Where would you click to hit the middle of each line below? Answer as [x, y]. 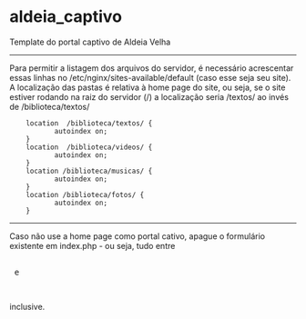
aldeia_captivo [66, 17]
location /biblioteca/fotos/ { [85, 194]
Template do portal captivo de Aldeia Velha [90, 42]
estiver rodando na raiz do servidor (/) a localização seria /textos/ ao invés [149, 96]
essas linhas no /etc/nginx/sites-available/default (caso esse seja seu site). [150, 77]
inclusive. [27, 306]
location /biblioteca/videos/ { [89, 147]
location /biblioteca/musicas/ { [89, 171]
